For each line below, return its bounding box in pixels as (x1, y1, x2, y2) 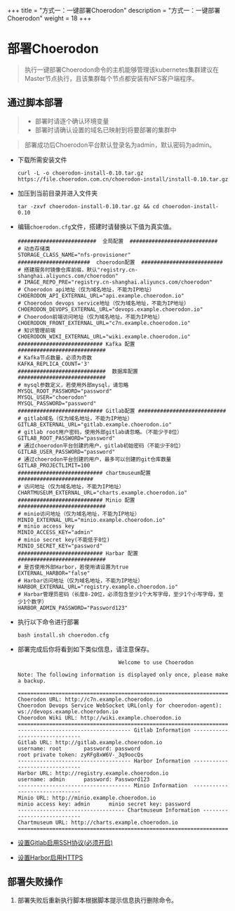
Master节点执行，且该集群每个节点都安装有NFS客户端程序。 (24, 74, 199, 82)
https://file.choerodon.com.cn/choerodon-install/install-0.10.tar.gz (17, 175, 229, 183)
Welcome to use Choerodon (118, 658, 194, 666)
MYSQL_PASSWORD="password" (17, 400, 97, 407)
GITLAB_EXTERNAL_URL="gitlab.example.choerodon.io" (17, 421, 172, 428)
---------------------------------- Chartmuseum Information (17, 806, 201, 814)
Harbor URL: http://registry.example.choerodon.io (17, 770, 169, 777)
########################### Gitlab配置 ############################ (17, 407, 227, 414)
